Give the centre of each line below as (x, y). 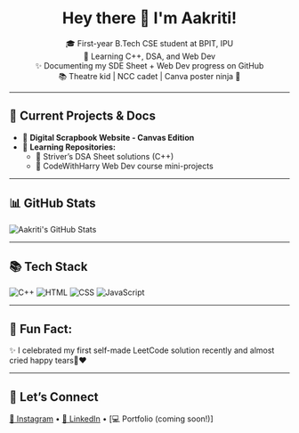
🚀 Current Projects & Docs (82, 116)
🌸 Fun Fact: (41, 329)
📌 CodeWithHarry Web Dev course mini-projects (124, 166)
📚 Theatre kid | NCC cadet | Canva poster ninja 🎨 (149, 76)
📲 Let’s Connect (54, 397)
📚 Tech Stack (48, 266)
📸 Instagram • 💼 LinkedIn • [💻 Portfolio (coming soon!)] (111, 419)
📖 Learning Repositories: (69, 147)
